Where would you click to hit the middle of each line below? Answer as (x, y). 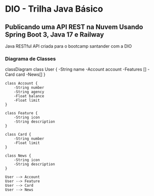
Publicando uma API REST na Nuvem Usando (74, 27)
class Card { (18, 135)
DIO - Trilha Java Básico (54, 9)
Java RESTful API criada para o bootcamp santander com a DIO (69, 46)
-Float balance (29, 96)
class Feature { (21, 113)
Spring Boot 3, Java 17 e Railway (54, 34)
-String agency (29, 92)
